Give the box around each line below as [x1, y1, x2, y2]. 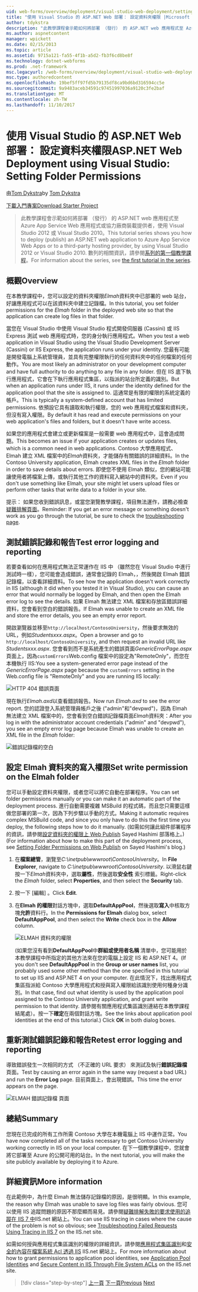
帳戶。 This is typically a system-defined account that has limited [6, 397, 163, 404]
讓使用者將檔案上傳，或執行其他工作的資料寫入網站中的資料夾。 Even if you [6, 473, 189, 480]
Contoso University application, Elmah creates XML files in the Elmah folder [6, 459, 190, 466]
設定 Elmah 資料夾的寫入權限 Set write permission [6, 763, 189, 773]
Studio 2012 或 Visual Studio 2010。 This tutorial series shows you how [20, 230, 192, 237]
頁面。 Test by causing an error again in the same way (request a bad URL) [6, 1068, 187, 1075]
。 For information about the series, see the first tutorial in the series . [25, 257, 192, 264]
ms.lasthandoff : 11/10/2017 [6, 102, 75, 108]
